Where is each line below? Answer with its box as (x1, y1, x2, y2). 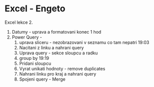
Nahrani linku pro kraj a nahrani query (19, 71, 97, 77)
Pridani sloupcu (19, 60, 51, 66)
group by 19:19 (19, 55, 50, 61)
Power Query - (11, 34, 43, 40)
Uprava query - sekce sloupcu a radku (19, 50, 98, 56)
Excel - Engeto (4, 3, 65, 14)
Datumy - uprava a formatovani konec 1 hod (11, 29, 102, 35)
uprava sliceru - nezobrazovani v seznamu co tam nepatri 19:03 (19, 39, 150, 45)
